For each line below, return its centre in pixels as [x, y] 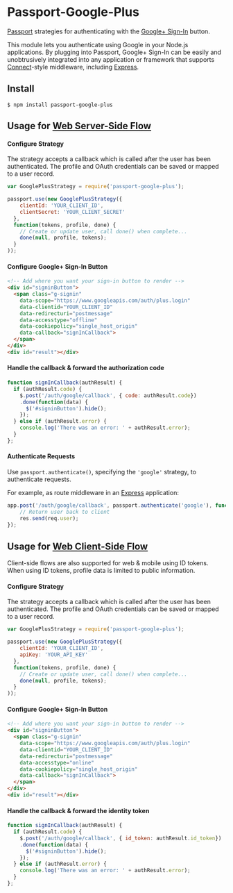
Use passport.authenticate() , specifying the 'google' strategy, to [102, 471]
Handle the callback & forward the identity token [78, 810]
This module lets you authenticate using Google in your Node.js [98, 44]
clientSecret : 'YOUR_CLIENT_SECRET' [73, 212]
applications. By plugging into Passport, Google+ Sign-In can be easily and [114, 52]
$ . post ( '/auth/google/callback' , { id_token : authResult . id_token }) [121, 838]
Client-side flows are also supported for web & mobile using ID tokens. [108, 563]
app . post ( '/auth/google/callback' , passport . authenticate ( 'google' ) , [110, 505]
